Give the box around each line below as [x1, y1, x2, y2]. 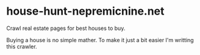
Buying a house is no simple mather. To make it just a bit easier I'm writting [6, 36, 194, 43]
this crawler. [6, 43, 38, 50]
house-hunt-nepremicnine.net [6, 4, 165, 18]
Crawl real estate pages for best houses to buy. [6, 24, 126, 32]
